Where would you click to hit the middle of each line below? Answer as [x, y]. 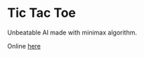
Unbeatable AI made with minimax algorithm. [72, 32]
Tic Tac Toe [41, 13]
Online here [24, 46]
